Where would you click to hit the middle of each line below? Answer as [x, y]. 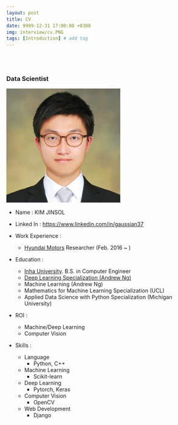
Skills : [23, 345]
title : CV [19, 19]
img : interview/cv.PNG [35, 32]
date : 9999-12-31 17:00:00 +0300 [49, 26]
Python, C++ [49, 364]
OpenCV [44, 403]
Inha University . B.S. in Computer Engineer [77, 271]
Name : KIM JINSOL [40, 212]
